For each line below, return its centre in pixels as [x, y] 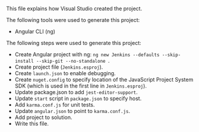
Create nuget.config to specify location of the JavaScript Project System [104, 80]
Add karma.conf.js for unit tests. [55, 105]
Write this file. [32, 123]
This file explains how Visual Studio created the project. [74, 9]
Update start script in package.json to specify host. [78, 98]
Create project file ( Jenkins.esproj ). [59, 67]
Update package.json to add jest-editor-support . [76, 92]
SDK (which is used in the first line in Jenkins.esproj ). [81, 86]
